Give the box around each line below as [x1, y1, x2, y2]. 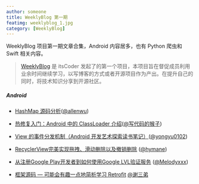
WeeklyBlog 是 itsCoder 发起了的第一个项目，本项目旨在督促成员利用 [20, 63, 191, 70]
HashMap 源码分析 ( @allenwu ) [14, 108, 89, 115]
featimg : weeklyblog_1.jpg [6, 20, 73, 26]
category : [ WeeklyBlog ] [6, 25, 66, 32]
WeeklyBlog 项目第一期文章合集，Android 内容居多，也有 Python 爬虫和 [6, 42, 183, 50]
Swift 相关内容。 [6, 50, 46, 57]
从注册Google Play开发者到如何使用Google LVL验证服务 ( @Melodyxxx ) [14, 158, 189, 165]
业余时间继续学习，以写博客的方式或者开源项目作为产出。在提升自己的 [20, 70, 194, 78]
